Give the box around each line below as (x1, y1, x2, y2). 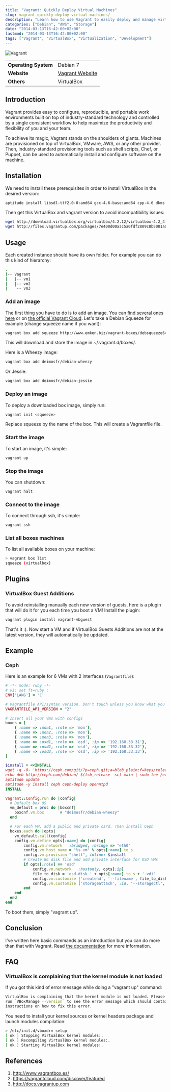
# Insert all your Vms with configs (5, 716, 83, 721)
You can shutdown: (5, 479, 46, 485)
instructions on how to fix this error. (5, 1004, 93, 1009)
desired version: (5, 190, 39, 196)
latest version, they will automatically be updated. (5, 631, 109, 638)
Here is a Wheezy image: (5, 349, 58, 355)
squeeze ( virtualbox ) (5, 561, 51, 566)
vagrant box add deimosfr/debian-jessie (5, 378, 93, 384)
